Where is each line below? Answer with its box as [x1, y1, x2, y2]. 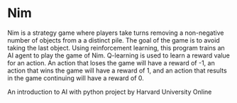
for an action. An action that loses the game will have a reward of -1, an [7, 58, 215, 67]
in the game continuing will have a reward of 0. [7, 73, 144, 82]
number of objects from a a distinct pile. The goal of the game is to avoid [7, 36, 220, 44]
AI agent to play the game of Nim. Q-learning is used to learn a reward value [7, 51, 231, 60]
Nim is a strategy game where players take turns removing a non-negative [7, 28, 224, 37]
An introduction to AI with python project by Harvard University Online [7, 87, 212, 96]
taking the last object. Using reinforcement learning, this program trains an [7, 43, 225, 52]
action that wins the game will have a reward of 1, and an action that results [7, 66, 227, 75]
